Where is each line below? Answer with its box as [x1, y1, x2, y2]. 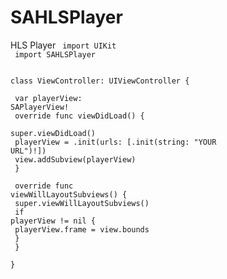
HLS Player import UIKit [10, 39, 117, 51]
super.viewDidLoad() [10, 128, 97, 138]
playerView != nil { [10, 216, 97, 226]
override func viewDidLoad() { [14, 111, 145, 121]
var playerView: [14, 93, 83, 103]
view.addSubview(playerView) [14, 154, 137, 165]
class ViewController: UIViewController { [10, 76, 190, 86]
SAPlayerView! [10, 102, 70, 112]
